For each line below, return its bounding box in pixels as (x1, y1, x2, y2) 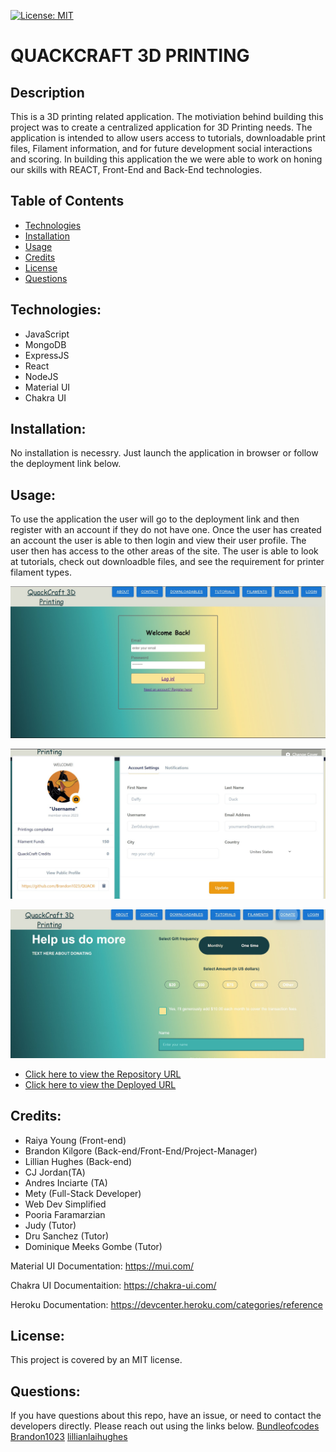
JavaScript (24, 328, 70, 340)
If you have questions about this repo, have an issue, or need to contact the (10, 1410, 322, 1422)
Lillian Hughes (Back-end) (24, 1155, 133, 1167)
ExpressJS (24, 349, 70, 361)
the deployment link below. (10, 458, 122, 470)
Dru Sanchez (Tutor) (24, 1230, 110, 1242)
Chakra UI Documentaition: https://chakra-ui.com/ (10, 1279, 217, 1291)
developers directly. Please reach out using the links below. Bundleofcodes (10, 1420, 320, 1432)
